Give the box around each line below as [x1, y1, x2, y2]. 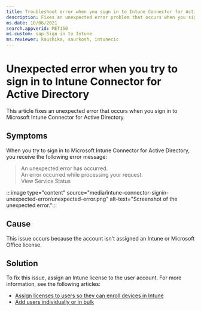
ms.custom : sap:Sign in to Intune [6, 31, 93, 37]
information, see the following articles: [6, 281, 100, 288]
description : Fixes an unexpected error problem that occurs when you [6, 14, 186, 20]
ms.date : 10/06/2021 [6, 20, 58, 26]
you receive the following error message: [6, 153, 108, 160]
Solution [6, 258, 38, 269]
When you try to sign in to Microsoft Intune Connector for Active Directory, [6, 147, 190, 154]
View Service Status [20, 177, 71, 184]
